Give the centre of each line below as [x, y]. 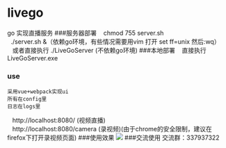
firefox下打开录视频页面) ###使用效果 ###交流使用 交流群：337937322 [114, 138]
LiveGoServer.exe [33, 58]
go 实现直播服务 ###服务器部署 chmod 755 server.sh [86, 33]
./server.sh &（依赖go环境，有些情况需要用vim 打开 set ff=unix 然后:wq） [115, 41]
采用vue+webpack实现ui [38, 92]
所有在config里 [27, 99]
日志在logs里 [24, 107]
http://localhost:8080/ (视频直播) [59, 120]
